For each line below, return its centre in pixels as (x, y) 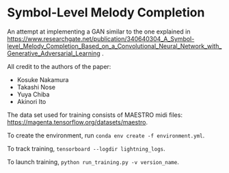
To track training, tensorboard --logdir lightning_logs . (86, 148)
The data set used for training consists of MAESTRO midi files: (95, 115)
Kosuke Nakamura (43, 79)
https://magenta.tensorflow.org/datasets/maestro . (78, 122)
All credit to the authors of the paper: (59, 66)
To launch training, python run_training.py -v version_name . (93, 161)
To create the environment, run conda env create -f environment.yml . (106, 135)
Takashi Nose (36, 87)
